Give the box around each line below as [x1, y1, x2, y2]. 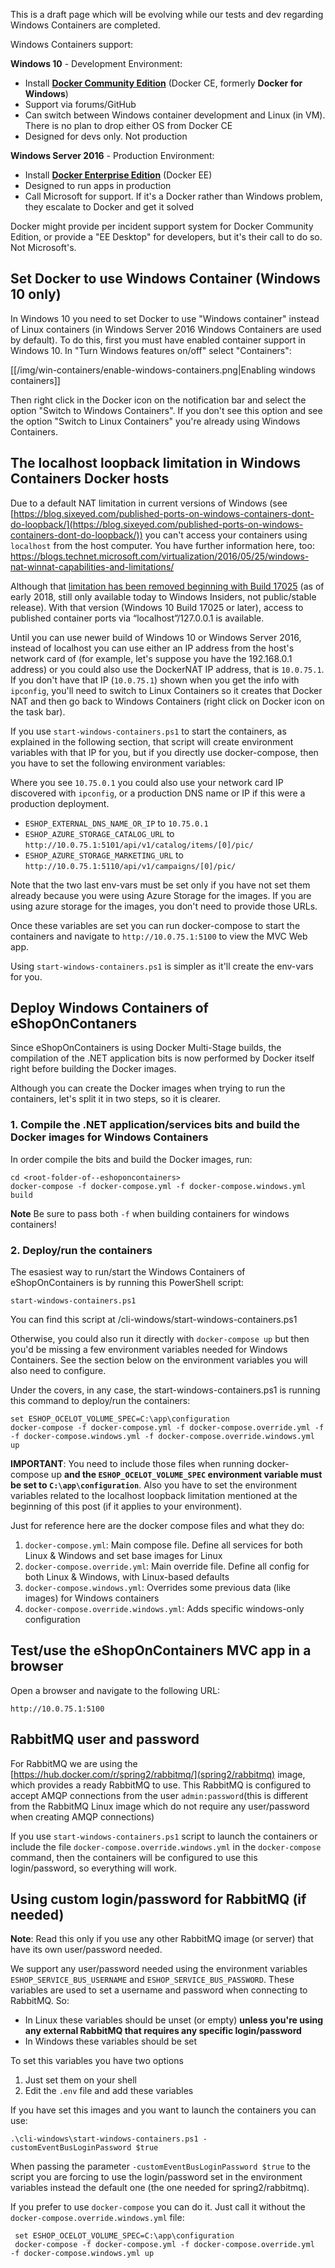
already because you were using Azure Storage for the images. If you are [10, 889, 312, 901]
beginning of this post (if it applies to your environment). [10, 1500, 243, 1513]
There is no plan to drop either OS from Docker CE [24, 120, 233, 131]
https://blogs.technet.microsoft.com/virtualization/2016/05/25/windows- [10, 550, 310, 562]
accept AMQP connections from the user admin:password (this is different [10, 1789, 309, 1801]
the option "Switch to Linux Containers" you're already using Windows [10, 415, 301, 427]
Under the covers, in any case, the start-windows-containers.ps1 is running [10, 1384, 321, 1396]
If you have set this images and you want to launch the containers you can [10, 2104, 317, 2116]
